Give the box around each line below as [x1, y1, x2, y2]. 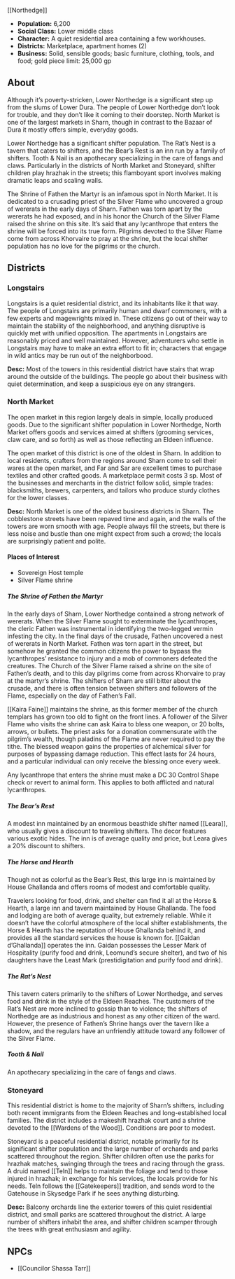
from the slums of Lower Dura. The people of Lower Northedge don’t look [7, 103, 220, 111]
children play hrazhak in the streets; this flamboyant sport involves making [7, 168, 222, 177]
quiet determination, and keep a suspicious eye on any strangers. [7, 380, 196, 388]
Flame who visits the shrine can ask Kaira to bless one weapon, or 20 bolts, [7, 719, 225, 728]
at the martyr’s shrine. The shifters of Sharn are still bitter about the [7, 676, 201, 685]
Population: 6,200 [17, 20, 71, 27]
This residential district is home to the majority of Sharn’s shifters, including [7, 1101, 225, 1109]
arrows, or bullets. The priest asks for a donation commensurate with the [7, 727, 217, 735]
